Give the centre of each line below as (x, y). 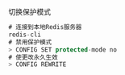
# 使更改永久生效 (33, 57)
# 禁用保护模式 (30, 42)
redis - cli (25, 35)
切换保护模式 (29, 12)
